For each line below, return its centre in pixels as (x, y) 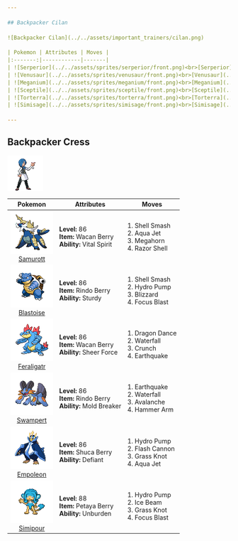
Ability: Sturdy (80, 298)
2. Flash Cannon (151, 449)
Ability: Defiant (81, 460)
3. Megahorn (146, 240)
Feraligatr (32, 367)
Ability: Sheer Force (89, 352)
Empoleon (32, 474)
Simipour (32, 528)
